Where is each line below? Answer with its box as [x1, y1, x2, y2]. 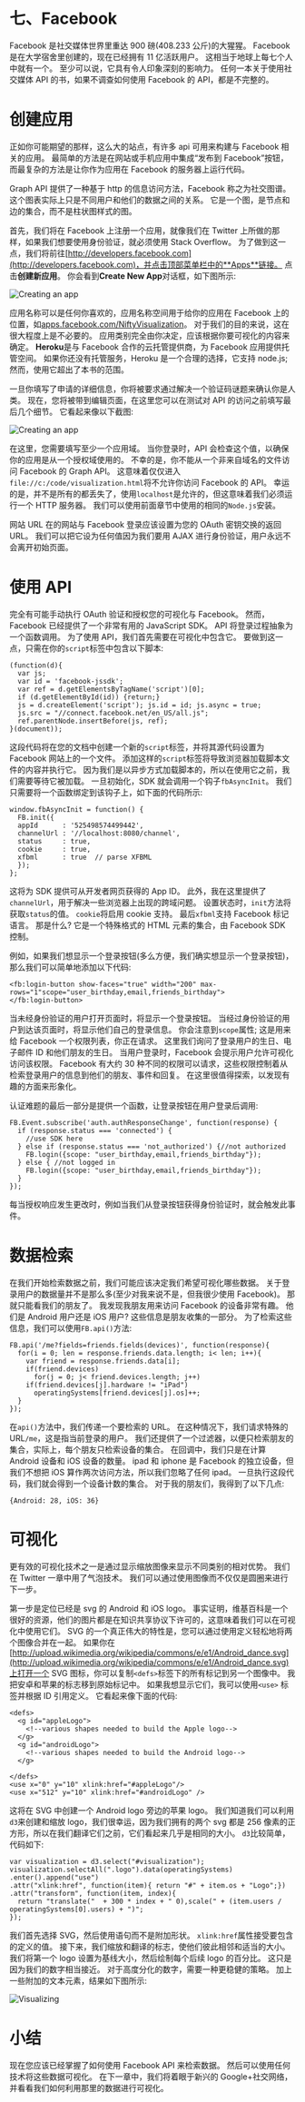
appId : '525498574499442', [17, 821, 144, 830]
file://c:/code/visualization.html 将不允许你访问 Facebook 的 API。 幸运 [9, 477, 290, 488]
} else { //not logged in [17, 1158, 116, 1167]
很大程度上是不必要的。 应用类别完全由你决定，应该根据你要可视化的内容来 [9, 330, 290, 340]
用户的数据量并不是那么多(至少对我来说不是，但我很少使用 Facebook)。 [16, 1288, 286, 1299]
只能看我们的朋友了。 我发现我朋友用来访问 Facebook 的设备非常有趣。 [16, 1299, 284, 1310]
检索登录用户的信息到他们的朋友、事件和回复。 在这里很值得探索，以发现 [9, 1069, 282, 1081]
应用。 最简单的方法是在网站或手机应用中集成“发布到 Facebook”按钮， [25, 152, 289, 163]
